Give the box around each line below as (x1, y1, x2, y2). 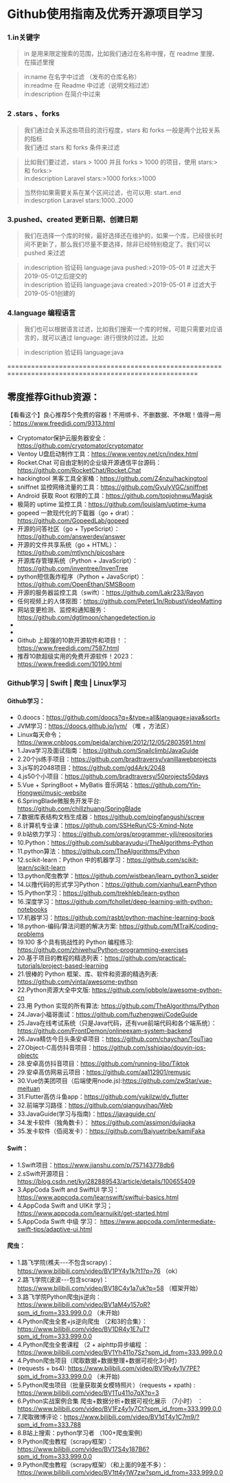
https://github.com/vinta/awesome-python (16, 977, 138, 986)
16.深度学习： (16, 898, 56, 906)
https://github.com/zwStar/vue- (122, 1077, 212, 1085)
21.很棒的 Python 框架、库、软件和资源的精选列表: (16, 970, 159, 978)
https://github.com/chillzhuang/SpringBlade (16, 805, 141, 813)
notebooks (16, 905, 48, 913)
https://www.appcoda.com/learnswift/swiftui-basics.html (16, 1193, 179, 1201)
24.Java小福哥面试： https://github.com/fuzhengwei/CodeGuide (16, 1010, 198, 1019)
